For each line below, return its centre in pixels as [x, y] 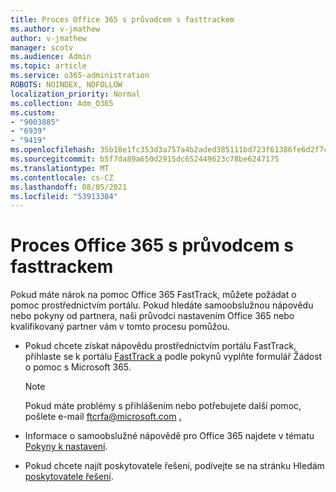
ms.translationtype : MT [60, 168]
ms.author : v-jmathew [55, 29]
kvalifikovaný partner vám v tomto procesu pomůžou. [120, 327]
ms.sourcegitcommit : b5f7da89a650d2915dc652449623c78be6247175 [145, 159]
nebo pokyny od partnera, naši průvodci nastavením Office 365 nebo [152, 316]
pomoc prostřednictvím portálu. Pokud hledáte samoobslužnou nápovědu [162, 305]
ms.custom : [33, 112]
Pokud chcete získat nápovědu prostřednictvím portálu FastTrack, [160, 346]
